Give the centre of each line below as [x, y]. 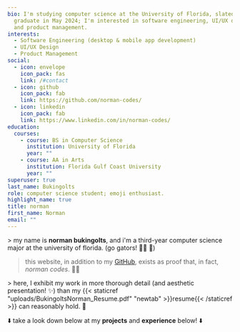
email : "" [22, 220]
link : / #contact [45, 80]
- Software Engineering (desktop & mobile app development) [105, 41]
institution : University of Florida [81, 147]
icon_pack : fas [43, 74]
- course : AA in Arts [52, 160]
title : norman [29, 207]
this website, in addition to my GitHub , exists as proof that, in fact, [122, 261]
